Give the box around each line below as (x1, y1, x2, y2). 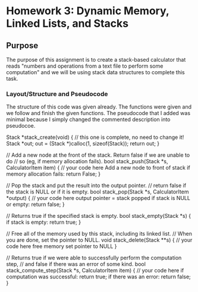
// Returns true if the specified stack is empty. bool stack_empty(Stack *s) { (6, 212, 191, 220)
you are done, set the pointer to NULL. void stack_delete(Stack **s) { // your (6, 236, 193, 244)
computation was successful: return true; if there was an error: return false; (6, 273, 191, 280)
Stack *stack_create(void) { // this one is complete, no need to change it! (6, 134, 184, 141)
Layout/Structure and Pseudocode (6, 90, 108, 98)
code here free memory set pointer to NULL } (6, 243, 117, 250)
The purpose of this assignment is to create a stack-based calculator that (6, 56, 186, 63)
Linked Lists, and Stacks (6, 17, 129, 30)
